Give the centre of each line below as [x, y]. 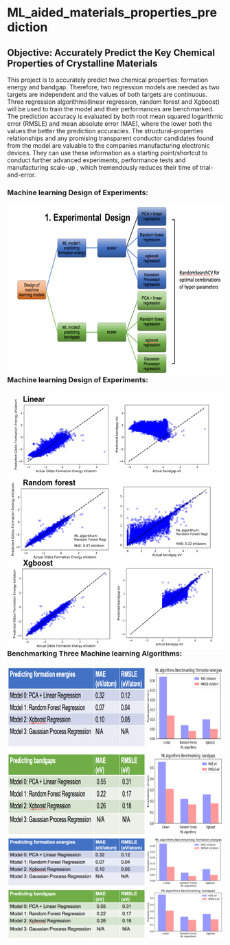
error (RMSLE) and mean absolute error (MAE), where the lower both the [110, 124]
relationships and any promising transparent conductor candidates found [111, 138]
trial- [206, 167]
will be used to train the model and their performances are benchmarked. [111, 109]
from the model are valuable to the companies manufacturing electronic [109, 145]
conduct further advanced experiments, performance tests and [96, 160]
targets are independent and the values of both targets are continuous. [107, 94]
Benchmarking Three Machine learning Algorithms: [95, 653]
